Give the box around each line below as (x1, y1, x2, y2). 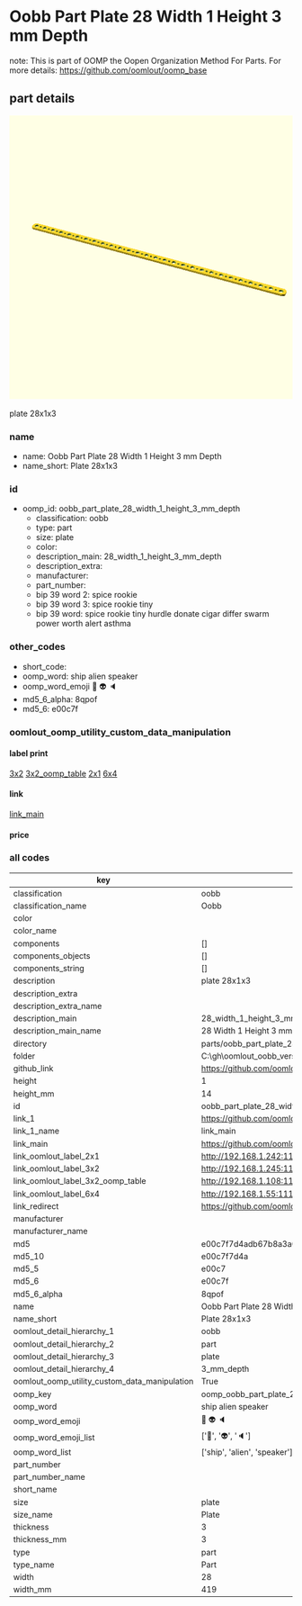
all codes (9, 852, 50, 864)
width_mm (13, 1584, 52, 1595)
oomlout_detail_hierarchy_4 (13, 1364, 115, 1375)
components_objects (13, 950, 91, 961)
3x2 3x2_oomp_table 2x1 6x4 (9, 768, 118, 779)
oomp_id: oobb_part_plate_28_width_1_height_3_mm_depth (22, 503, 241, 514)
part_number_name (13, 1472, 85, 1483)
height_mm (13, 1087, 55, 1099)
